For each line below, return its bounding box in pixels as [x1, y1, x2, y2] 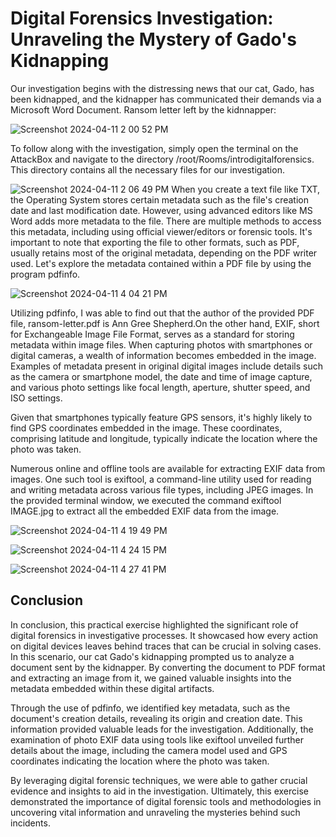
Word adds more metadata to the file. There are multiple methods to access [10, 215, 322, 227]
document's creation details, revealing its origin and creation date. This [10, 712, 303, 724]
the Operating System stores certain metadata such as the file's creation [10, 193, 309, 206]
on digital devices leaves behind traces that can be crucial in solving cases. [10, 640, 322, 652]
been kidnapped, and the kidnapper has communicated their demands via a [10, 93, 322, 105]
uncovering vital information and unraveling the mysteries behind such [10, 806, 301, 818]
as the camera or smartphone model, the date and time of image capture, [10, 370, 313, 382]
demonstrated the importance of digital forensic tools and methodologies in [10, 795, 322, 807]
